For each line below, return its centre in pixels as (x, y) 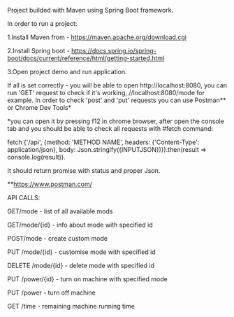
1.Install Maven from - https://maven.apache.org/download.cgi (97, 37)
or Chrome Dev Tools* (39, 107)
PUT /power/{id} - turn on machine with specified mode (87, 279)
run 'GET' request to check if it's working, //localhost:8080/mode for (106, 93)
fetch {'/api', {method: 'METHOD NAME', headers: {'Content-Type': (103, 142)
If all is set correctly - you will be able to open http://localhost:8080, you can (117, 85)
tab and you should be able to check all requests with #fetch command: (110, 128)
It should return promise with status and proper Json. (84, 170)
